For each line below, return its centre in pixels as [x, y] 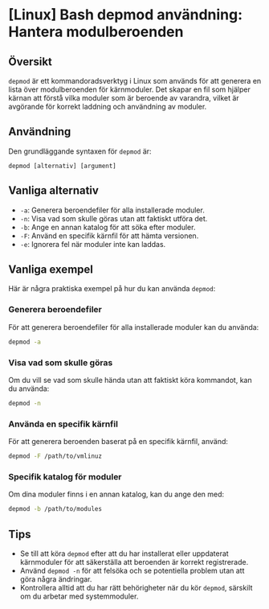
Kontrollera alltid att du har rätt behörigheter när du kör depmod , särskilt [136, 587]
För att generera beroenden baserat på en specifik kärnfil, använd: [118, 442]
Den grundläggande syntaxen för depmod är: [80, 151]
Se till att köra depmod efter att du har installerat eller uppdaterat [124, 553]
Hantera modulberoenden [96, 32]
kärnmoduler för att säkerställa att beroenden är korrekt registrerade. [134, 562]
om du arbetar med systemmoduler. [79, 596]
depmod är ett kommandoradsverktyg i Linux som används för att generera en [135, 81]
